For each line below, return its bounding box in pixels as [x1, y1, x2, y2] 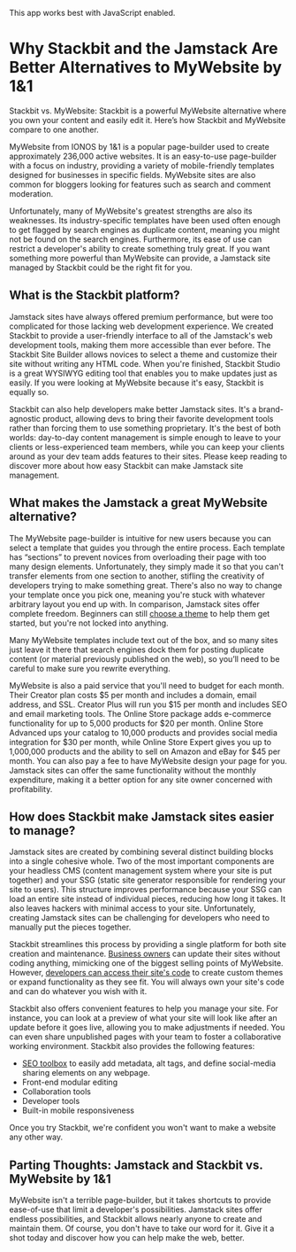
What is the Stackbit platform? [9, 288, 180, 303]
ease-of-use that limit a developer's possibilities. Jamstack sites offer [9, 1204, 263, 1215]
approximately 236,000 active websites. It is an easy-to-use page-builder [9, 151, 277, 161]
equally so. [9, 386, 49, 397]
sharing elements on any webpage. [21, 1068, 150, 1078]
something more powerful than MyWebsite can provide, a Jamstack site [9, 253, 271, 263]
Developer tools [21, 1096, 80, 1107]
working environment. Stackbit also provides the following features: [9, 1041, 255, 1052]
